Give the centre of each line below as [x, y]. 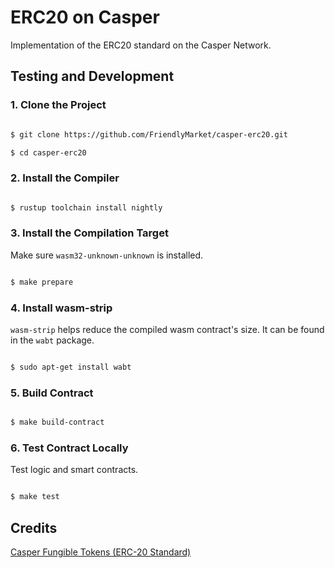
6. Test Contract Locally [69, 448]
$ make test [35, 497]
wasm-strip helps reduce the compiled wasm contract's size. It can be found [167, 330]
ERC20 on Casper [85, 17]
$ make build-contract [57, 422]
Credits [34, 527]
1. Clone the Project [58, 105]
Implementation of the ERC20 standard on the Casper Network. [141, 45]
